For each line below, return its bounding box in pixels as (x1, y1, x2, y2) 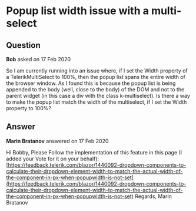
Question (6, 40, 41, 50)
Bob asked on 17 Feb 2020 (6, 56, 71, 62)
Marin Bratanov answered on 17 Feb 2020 (6, 137, 109, 144)
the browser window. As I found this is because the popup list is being (6, 80, 176, 87)
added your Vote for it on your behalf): (6, 155, 99, 162)
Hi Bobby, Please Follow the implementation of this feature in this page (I (6, 149, 182, 156)
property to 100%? (6, 105, 51, 111)
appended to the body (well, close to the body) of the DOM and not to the (6, 86, 185, 93)
